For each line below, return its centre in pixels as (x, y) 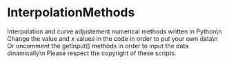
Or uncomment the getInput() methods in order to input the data (98, 46)
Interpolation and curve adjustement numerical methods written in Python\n (114, 31)
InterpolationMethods (71, 13)
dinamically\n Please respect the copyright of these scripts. (92, 53)
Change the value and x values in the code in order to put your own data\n (113, 38)
